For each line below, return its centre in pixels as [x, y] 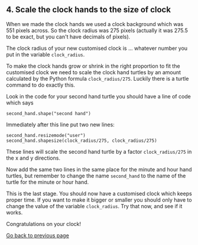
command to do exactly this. [41, 85]
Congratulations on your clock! [44, 224]
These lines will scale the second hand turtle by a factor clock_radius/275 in [99, 151]
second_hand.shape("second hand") [49, 113]
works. [14, 212]
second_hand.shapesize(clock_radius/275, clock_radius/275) [82, 141]
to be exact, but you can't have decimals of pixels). [68, 36]
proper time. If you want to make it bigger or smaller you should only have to [99, 200]
